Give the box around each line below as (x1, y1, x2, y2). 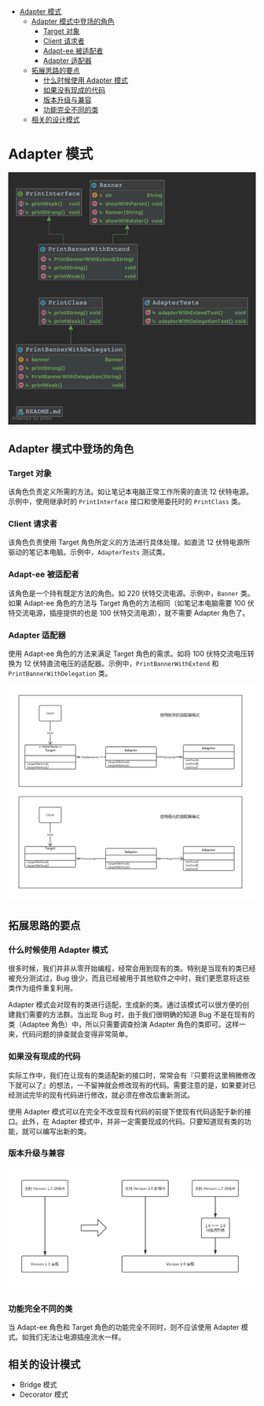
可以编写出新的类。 (28, 1126, 91, 1136)
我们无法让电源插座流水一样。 (28, 1332, 126, 1342)
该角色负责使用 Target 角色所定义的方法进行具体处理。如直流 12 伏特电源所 (8, 537, 251, 547)
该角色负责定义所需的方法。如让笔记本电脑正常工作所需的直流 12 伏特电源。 (8, 487, 254, 496)
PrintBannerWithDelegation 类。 (8, 668, 112, 678)
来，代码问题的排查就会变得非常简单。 (8, 1030, 132, 1039)
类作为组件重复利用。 (8, 983, 77, 993)
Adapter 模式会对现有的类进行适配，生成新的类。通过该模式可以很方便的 (8, 1000, 243, 1009)
